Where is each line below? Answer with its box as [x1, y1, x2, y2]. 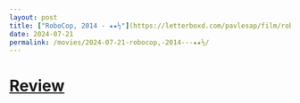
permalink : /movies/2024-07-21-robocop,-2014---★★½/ [9, 37, 210, 47]
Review [9, 76, 65, 96]
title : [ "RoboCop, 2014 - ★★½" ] [9, 21, 129, 30]
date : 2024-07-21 [9, 29, 74, 38]
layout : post [9, 12, 58, 22]
